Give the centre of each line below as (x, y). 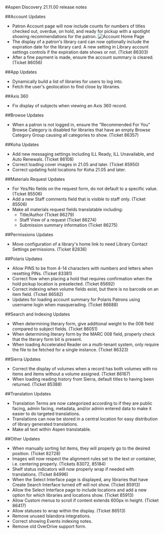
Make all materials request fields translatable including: (67, 209)
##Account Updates (25, 16)
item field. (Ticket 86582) (38, 294)
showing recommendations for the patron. (54, 36)
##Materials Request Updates (35, 179)
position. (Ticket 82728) (36, 453)
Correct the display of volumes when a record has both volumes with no (85, 369)
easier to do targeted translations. (46, 414)
